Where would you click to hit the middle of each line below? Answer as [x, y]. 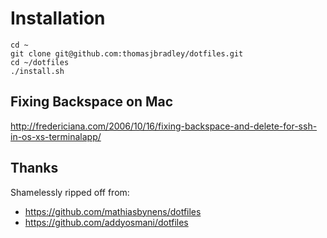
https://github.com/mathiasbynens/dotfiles [113, 211]
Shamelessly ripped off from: [70, 192]
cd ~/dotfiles [40, 62]
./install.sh [37, 71]
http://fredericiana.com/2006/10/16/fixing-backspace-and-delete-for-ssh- [164, 126]
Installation [58, 18]
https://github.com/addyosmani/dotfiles [106, 222]
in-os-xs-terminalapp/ [56, 136]
